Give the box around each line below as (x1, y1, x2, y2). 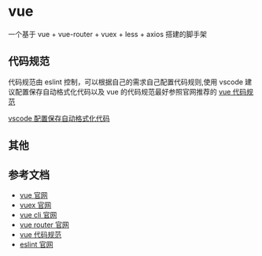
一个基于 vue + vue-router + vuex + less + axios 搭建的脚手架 (8, 29, 207, 39)
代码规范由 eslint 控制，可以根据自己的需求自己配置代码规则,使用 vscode (8, 77, 244, 87)
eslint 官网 (19, 239, 54, 249)
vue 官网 (19, 190, 49, 199)
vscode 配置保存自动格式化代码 (8, 113, 110, 123)
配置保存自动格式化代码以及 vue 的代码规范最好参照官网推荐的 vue (14, 87, 231, 96)
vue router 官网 (19, 220, 69, 229)
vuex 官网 (19, 200, 52, 210)
